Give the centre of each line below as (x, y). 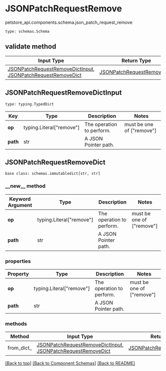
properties (18, 261)
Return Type (136, 60)
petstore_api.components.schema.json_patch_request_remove (69, 22)
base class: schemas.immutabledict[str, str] (53, 174)
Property (18, 274)
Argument (20, 205)
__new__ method (25, 186)
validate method (31, 47)
